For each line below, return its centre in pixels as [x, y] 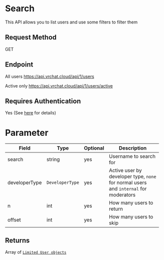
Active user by [126, 171]
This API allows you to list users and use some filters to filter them [71, 22]
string [53, 159]
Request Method [31, 37]
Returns [18, 240]
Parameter [27, 133]
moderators [122, 195]
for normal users [128, 183]
